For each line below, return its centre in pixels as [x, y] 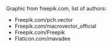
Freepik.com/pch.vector [44, 20]
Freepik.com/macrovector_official [55, 26]
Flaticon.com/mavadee [42, 38]
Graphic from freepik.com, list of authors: [56, 9]
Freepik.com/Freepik [40, 32]
